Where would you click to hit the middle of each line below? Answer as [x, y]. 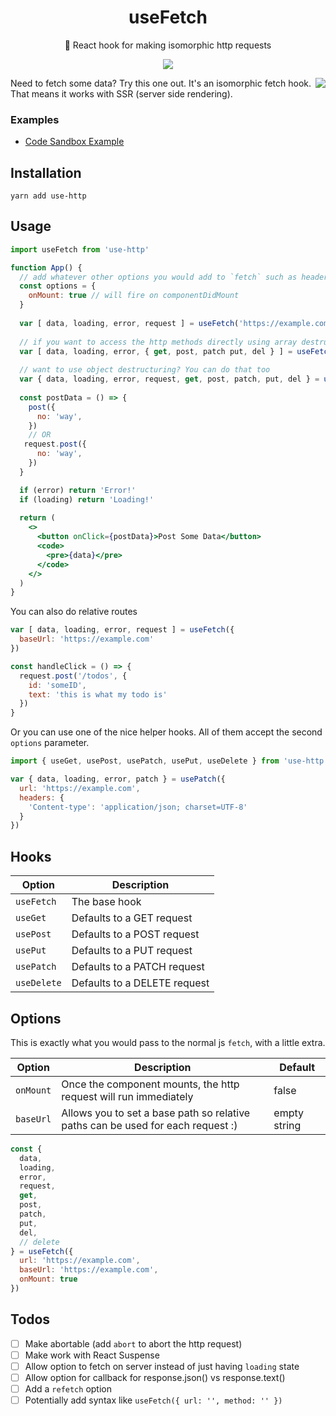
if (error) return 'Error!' [78, 490]
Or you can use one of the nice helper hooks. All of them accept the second [166, 732]
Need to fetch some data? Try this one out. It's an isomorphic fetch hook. [161, 83]
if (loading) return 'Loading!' [87, 499]
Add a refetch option [68, 1389]
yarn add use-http [48, 196]
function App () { [46, 267]
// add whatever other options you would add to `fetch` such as [158, 277]
